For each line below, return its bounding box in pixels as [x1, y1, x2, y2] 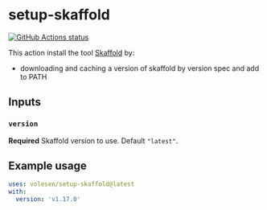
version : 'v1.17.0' [15, 196, 81, 204]
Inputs [8, 95, 42, 109]
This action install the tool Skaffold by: [8, 47, 135, 57]
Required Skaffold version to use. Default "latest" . [8, 135, 179, 146]
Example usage [8, 159, 87, 173]
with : [8, 187, 27, 196]
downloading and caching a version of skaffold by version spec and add [19, 63, 260, 73]
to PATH [19, 72, 47, 81]
